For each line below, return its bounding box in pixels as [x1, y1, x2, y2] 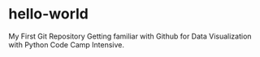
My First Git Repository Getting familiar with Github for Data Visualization [8, 31, 252, 41]
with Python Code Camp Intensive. [8, 39, 124, 49]
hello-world [8, 5, 89, 23]
